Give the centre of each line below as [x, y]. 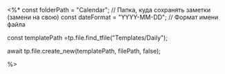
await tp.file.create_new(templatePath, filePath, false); [84, 51]
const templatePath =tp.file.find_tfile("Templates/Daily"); [87, 38]
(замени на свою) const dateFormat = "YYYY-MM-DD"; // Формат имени [113, 17]
